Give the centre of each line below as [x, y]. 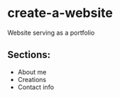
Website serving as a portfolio [51, 33]
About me [32, 72]
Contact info [36, 87]
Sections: [29, 55]
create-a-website [60, 13]
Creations [32, 79]
